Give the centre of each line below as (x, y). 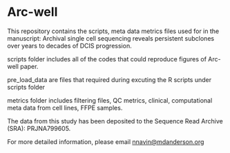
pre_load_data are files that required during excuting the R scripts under (109, 79)
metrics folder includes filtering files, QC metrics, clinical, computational (110, 100)
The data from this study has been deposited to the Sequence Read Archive (115, 121)
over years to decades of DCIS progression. (70, 45)
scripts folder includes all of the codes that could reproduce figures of (107, 59)
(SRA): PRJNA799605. (39, 128)
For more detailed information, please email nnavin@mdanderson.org (106, 141)
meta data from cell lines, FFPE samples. (65, 108)
